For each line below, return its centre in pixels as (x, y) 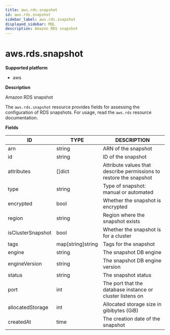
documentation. (22, 118)
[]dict (63, 172)
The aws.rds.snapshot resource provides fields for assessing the (73, 107)
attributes (19, 172)
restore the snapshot (128, 178)
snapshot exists (122, 222)
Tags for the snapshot (129, 244)
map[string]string (77, 244)
